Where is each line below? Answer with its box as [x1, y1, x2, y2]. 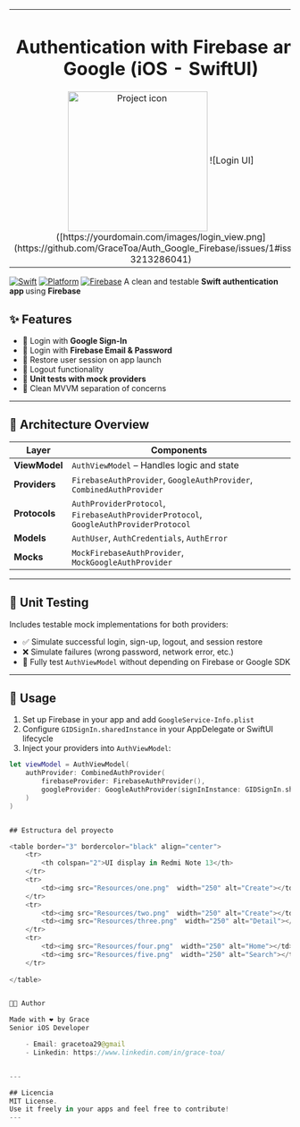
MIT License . [9, 1097, 58, 1106]
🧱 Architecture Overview [9, 417, 150, 432]
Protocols [13, 507, 56, 519]
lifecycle [21, 733, 54, 744]
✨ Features [9, 312, 72, 327]
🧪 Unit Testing [9, 595, 89, 610]
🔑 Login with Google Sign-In [21, 336, 128, 346]
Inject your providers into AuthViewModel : [21, 743, 171, 754]
